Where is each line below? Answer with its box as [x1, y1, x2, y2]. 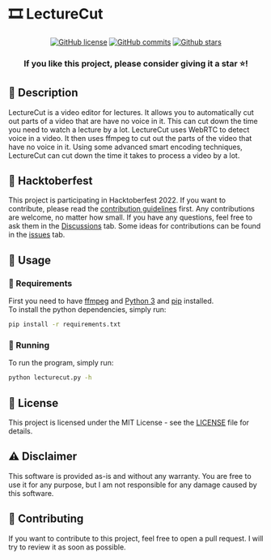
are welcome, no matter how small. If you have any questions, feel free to [8, 212, 253, 222]
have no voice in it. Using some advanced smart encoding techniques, [8, 142, 243, 152]
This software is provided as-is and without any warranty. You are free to [8, 471, 252, 481]
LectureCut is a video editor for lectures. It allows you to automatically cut [8, 107, 255, 117]
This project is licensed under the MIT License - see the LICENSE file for [8, 417, 249, 428]
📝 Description [8, 86, 78, 100]
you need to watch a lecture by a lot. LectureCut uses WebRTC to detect [8, 125, 250, 135]
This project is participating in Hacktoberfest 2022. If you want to [8, 195, 227, 205]
